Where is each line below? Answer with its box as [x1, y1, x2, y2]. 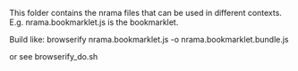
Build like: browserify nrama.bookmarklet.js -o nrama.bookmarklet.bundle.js [9, 35, 289, 44]
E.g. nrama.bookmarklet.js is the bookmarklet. [9, 17, 179, 28]
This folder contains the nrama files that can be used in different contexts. [9, 8, 282, 18]
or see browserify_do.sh [9, 51, 98, 61]
